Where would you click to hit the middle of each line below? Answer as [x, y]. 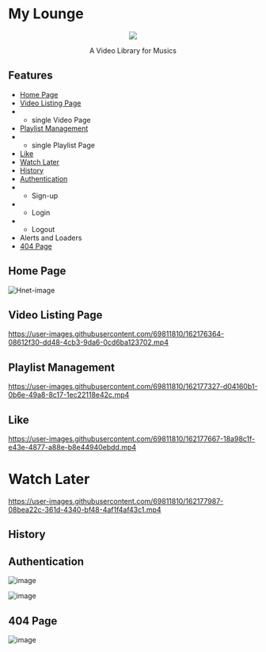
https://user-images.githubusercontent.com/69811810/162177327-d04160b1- [133, 387]
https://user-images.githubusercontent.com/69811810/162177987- [116, 501]
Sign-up [45, 196]
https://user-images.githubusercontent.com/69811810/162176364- [116, 334]
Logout [43, 229]
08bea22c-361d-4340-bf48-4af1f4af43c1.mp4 [85, 509]
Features [30, 76]
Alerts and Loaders [51, 238]
